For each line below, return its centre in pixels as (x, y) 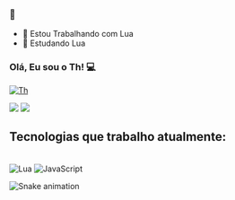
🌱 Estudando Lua (54, 43)
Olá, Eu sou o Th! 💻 (52, 67)
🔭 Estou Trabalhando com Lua (78, 34)
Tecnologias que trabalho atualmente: (118, 137)
